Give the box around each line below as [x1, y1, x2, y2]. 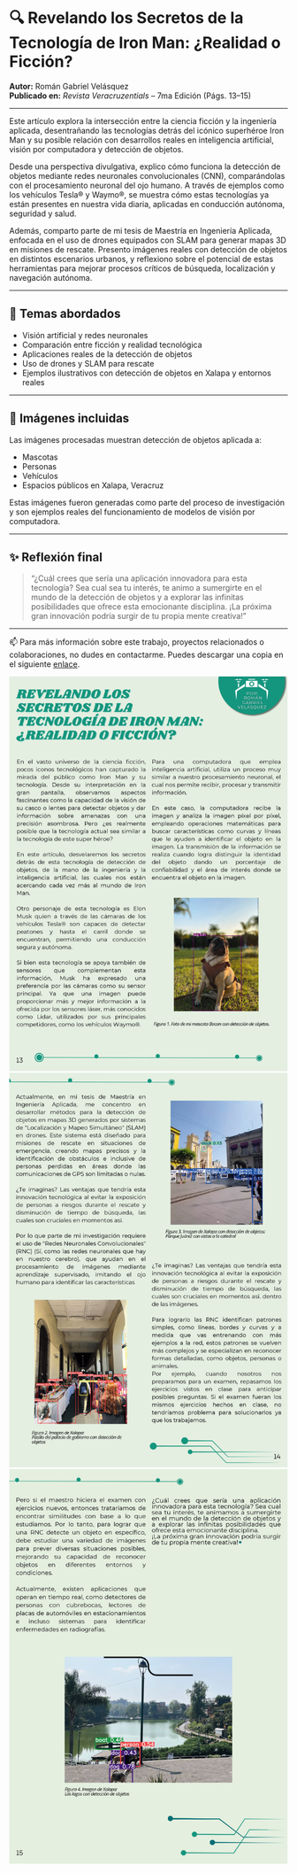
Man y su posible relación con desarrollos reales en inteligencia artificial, [9, 135, 274, 145]
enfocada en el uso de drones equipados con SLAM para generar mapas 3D [9, 235, 287, 245]
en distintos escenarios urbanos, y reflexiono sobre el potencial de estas [9, 253, 274, 264]
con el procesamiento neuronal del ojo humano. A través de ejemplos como [9, 180, 285, 190]
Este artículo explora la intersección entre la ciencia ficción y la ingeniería [9, 115, 277, 126]
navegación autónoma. [9, 272, 93, 282]
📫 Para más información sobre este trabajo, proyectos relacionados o [9, 637, 265, 647]
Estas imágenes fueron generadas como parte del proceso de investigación [9, 497, 286, 507]
